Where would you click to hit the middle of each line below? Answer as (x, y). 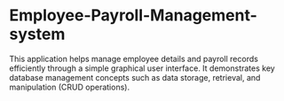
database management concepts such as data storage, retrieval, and (135, 77)
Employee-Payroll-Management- (133, 16)
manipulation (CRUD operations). (70, 87)
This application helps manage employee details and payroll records (134, 58)
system (37, 34)
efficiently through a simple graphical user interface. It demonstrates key (142, 68)
